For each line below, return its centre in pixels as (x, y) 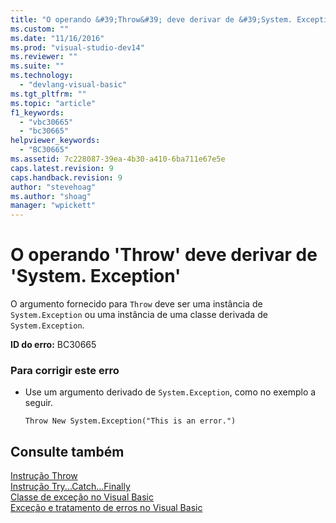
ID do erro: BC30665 (53, 345)
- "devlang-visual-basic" (73, 85)
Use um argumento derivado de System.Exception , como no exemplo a (170, 392)
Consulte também (67, 451)
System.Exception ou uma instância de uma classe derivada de (139, 315)
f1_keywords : (37, 112)
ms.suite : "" (37, 66)
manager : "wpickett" (53, 206)
